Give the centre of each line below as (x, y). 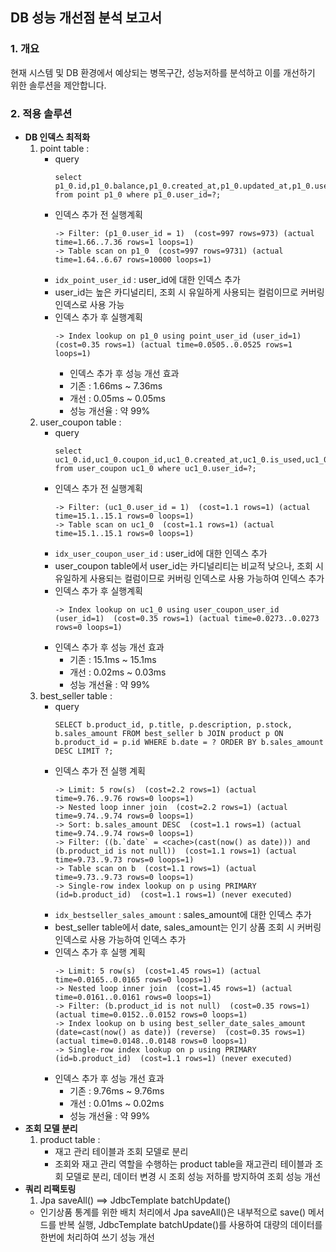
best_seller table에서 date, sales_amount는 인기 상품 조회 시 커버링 (188, 927)
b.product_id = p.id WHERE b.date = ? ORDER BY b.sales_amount (189, 742)
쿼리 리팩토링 (50, 1189)
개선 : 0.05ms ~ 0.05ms (117, 398)
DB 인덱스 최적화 (57, 137)
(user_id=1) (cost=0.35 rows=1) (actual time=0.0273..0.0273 (187, 618)
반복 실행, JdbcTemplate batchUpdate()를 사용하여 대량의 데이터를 (190, 1224)
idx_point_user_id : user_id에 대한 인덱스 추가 (147, 279)
